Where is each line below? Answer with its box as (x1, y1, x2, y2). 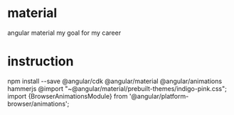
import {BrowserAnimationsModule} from (7, 92, 128, 100)
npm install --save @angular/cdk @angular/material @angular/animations (7, 77, 223, 85)
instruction (7, 53, 74, 70)
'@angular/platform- (129, 92, 189, 100)
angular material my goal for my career (7, 28, 122, 37)
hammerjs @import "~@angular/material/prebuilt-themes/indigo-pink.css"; (7, 84, 228, 93)
